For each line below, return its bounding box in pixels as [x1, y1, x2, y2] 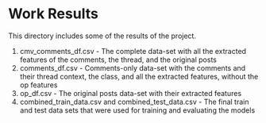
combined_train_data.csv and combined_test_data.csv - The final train [19, 97, 249, 106]
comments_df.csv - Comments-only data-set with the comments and [19, 63, 246, 72]
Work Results [8, 5, 99, 23]
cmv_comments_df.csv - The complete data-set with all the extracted [19, 46, 247, 56]
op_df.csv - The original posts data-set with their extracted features [19, 88, 242, 98]
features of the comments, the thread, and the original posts [19, 55, 217, 64]
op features [19, 80, 58, 90]
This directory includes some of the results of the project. [8, 31, 197, 40]
